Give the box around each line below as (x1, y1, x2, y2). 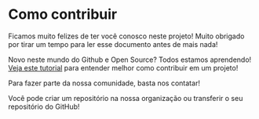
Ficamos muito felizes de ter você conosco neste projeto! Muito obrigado (8, 31, 245, 41)
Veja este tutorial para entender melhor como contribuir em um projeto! (8, 63, 239, 72)
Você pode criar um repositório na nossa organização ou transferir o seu (8, 93, 243, 103)
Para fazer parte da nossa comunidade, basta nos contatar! (8, 78, 200, 88)
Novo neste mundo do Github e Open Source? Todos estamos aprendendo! (8, 55, 252, 64)
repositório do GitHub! (8, 102, 80, 111)
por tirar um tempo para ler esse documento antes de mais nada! (8, 39, 218, 49)
